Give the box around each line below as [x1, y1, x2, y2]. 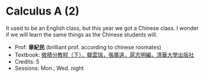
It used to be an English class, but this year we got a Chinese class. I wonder [6, 24, 199, 32]
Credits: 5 [14, 58, 40, 65]
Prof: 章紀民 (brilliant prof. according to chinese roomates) [14, 43, 162, 51]
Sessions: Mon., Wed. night [14, 64, 84, 71]
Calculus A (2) [6, 4, 80, 18]
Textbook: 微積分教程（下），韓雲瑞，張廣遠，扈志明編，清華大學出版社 [14, 51, 195, 58]
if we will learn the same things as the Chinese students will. [6, 30, 158, 38]
